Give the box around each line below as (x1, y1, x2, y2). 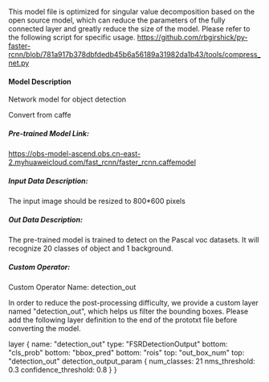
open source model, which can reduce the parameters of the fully (8, 15, 226, 25)
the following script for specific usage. (8, 32, 136, 42)
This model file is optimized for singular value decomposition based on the (8, 7, 255, 16)
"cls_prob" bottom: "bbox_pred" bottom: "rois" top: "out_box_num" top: (8, 348, 245, 358)
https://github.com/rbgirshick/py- (137, 32, 248, 42)
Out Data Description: (8, 214, 83, 224)
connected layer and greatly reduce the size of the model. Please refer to (8, 24, 251, 33)
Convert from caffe (8, 110, 71, 120)
